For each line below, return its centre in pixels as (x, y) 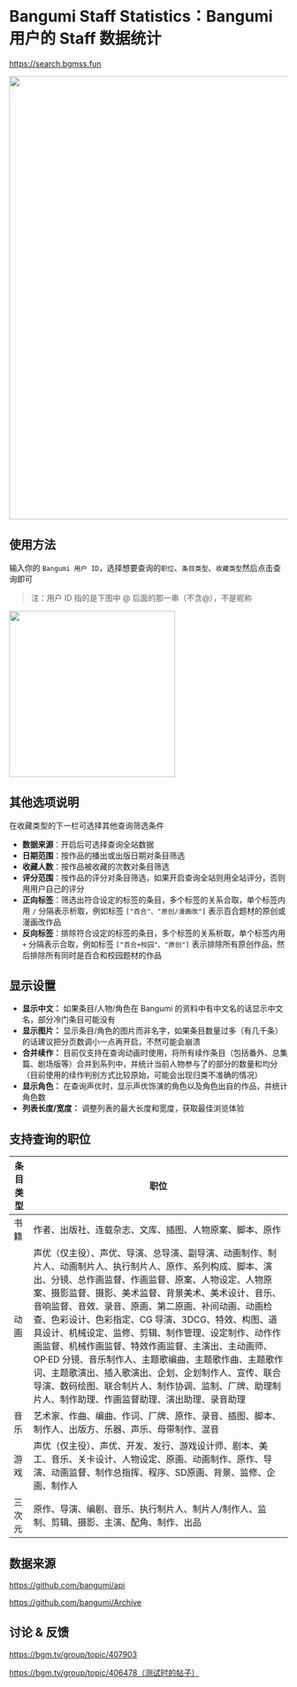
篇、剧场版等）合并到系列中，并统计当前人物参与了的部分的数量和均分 (150, 1064)
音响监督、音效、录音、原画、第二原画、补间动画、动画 (148, 1307)
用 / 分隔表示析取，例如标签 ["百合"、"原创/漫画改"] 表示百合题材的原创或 (153, 910)
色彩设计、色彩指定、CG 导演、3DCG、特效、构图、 (160, 1320)
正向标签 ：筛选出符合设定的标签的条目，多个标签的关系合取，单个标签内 (153, 900)
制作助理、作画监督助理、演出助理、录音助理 (152, 1400)
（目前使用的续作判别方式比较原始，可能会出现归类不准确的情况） (142, 1075)
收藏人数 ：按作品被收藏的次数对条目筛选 (95, 866)
